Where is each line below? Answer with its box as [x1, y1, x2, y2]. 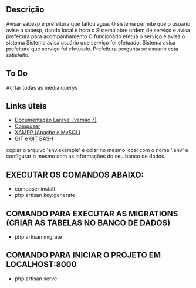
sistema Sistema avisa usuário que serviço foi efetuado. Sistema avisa [6, 39, 176, 46]
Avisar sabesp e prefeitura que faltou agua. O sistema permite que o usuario [6, 20, 191, 27]
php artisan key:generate [14, 192, 76, 199]
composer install [14, 185, 55, 192]
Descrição [6, 5, 45, 15]
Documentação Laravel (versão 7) [14, 117, 97, 124]
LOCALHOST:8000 [6, 259, 77, 269]
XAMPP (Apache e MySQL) [14, 129, 81, 136]
